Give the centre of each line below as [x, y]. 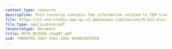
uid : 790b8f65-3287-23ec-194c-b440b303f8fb [52, 39]
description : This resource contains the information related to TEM [81, 15]
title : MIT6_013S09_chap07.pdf [39, 34]
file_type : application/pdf [35, 24]
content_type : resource [31, 10]
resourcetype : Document [31, 29]
